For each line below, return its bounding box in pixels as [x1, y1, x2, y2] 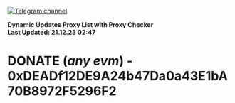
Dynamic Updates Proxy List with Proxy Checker [7, 21, 154, 28]
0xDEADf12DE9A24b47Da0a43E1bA [7, 68, 228, 85]
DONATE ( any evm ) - [7, 53, 133, 69]
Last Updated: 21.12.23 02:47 [7, 28, 96, 36]
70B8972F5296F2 [7, 83, 117, 99]
